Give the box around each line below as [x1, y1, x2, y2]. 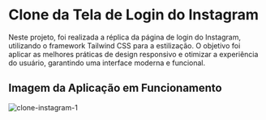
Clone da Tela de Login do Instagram [8, 6, 260, 24]
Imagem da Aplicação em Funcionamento [8, 81, 222, 95]
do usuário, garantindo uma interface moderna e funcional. [8, 58, 206, 68]
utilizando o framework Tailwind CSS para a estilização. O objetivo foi [8, 40, 241, 50]
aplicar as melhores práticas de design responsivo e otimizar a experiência [8, 49, 259, 59]
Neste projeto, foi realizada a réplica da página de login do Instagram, [8, 32, 242, 42]
